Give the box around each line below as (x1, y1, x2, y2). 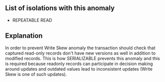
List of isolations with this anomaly (5, 4, 115, 12)
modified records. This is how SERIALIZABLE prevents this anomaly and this (5, 55, 160, 61)
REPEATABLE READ (12, 17, 53, 23)
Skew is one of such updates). (5, 71, 67, 77)
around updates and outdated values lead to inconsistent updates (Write (5, 66, 153, 72)
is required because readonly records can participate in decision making (5, 61, 153, 67)
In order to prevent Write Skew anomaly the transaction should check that (5, 45, 156, 51)
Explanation (5, 32, 43, 40)
